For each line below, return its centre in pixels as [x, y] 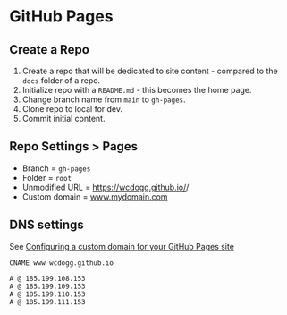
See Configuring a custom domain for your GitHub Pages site [122, 246]
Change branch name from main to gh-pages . [104, 99]
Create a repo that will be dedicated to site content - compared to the [150, 71]
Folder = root [47, 177]
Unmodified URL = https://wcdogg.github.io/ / [106, 187]
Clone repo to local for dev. [72, 109]
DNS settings [47, 225]
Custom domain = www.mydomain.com [95, 196]
